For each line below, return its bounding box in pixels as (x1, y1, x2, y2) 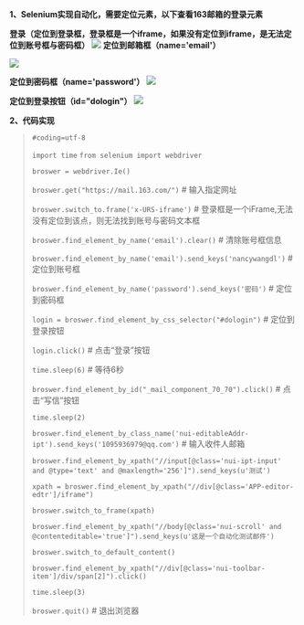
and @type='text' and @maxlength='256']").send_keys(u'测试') (31, 466, 271, 475)
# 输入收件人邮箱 (181, 439, 246, 449)
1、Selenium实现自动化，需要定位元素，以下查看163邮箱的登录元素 (9, 9, 263, 19)
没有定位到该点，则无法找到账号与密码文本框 (31, 215, 201, 226)
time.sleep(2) (31, 413, 86, 422)
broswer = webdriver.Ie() (31, 167, 131, 176)
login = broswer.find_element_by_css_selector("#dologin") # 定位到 (31, 314, 295, 324)
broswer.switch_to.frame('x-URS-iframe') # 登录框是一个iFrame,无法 (31, 204, 294, 214)
